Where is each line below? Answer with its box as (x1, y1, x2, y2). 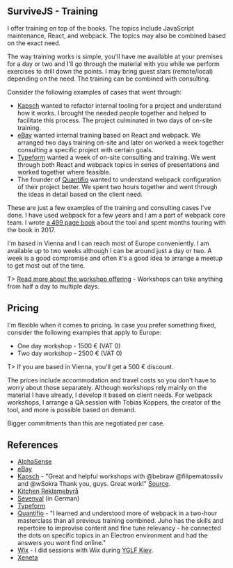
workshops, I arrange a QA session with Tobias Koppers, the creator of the (7, 398, 221, 406)
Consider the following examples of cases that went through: (7, 88, 182, 96)
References (7, 439, 58, 451)
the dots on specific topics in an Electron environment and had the (17, 531, 208, 539)
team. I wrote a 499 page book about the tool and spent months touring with (7, 218, 226, 227)
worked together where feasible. (17, 168, 111, 176)
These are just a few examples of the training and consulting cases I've (7, 203, 211, 211)
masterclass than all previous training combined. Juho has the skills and (17, 517, 224, 525)
